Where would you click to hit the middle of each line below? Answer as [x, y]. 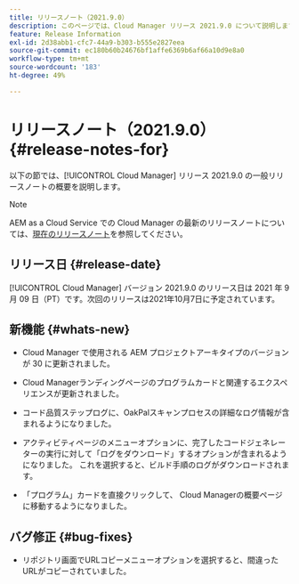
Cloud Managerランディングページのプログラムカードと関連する [140, 383]
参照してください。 [153, 233]
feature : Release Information [65, 34]
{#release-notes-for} [89, 149]
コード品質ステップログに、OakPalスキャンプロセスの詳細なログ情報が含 [156, 413]
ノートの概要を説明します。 [75, 186]
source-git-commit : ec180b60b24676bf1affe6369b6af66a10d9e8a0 [127, 51]
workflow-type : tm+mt [49, 59]
